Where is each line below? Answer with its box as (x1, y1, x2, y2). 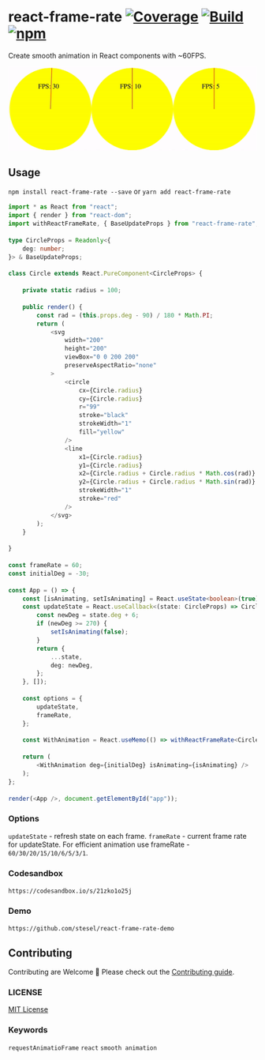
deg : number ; (22, 245, 65, 253)
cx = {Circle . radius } (78, 386, 144, 394)
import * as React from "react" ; (8, 203, 118, 211)
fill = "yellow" (78, 428, 125, 436)
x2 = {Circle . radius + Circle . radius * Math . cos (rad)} (78, 470, 256, 478)
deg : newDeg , (50, 661, 93, 669)
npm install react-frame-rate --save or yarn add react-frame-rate (8, 186, 231, 197)
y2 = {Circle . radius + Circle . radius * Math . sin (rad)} (78, 478, 256, 486)
